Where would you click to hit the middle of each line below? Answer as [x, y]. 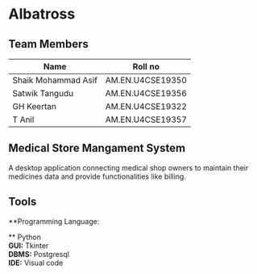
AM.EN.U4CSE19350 [146, 80]
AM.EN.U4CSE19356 [146, 93]
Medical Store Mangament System [97, 148]
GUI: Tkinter [29, 245]
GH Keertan [34, 106]
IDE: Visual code [36, 263]
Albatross [42, 14]
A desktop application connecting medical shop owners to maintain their [128, 167]
